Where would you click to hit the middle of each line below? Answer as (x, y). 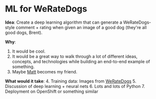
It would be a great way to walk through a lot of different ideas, (75, 56)
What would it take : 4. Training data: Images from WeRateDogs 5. (71, 81)
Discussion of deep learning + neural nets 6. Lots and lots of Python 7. (75, 86)
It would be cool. (29, 51)
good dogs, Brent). (24, 32)
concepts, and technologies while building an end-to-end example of (81, 61)
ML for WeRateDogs (46, 9)
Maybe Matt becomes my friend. (45, 71)
